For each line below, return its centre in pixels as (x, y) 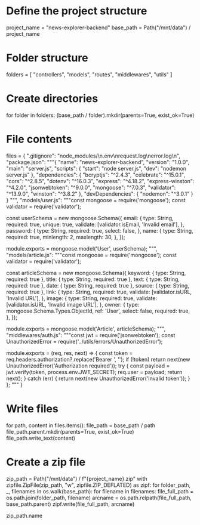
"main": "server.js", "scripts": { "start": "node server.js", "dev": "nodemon (96, 168)
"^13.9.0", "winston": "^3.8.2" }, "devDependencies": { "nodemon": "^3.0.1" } (100, 194)
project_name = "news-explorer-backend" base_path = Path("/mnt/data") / (99, 27)
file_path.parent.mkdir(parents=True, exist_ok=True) (70, 431)
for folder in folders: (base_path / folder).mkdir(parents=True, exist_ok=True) (100, 115)
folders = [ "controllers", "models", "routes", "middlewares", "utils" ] (89, 74)
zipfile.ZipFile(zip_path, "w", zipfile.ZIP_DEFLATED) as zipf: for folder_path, (99, 485)
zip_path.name (24, 515)
